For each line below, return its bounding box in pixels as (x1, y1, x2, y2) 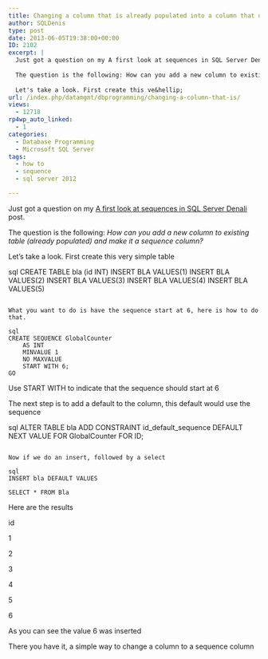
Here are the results (8, 502, 73, 511)
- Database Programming (15, 137, 94, 146)
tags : (8, 152, 26, 160)
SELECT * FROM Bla (8, 488, 69, 496)
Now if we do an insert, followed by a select (8, 453, 166, 461)
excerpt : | (8, 49, 45, 57)
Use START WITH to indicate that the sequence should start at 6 (8, 383, 219, 393)
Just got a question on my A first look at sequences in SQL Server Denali (8, 203, 247, 213)
